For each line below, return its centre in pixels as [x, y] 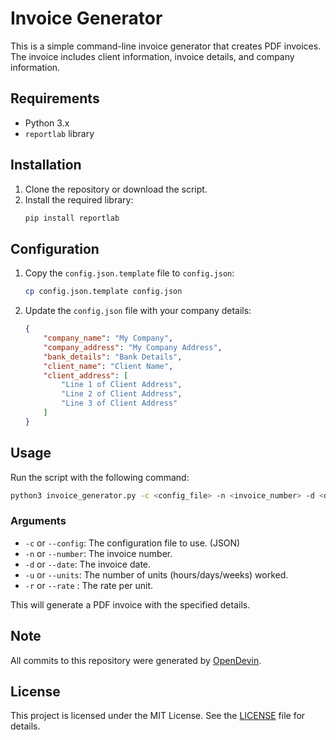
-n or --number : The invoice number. [98, 553]
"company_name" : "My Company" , [108, 338]
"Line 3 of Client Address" [119, 403]
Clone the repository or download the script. [116, 189]
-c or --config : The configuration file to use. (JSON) [132, 543]
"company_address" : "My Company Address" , [133, 347]
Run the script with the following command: [100, 477]
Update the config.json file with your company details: [138, 311]
